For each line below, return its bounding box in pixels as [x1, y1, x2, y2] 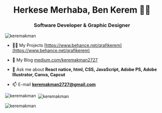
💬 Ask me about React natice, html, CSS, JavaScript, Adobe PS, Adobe [12, 67, 157, 72]
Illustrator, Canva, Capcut [12, 72, 65, 78]
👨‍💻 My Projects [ [12, 43, 46, 48]
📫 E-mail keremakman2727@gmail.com [12, 82, 96, 88]
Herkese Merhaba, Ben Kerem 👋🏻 [13, 4, 151, 16]
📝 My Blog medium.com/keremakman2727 [12, 57, 98, 63]
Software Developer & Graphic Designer [34, 22, 130, 29]
